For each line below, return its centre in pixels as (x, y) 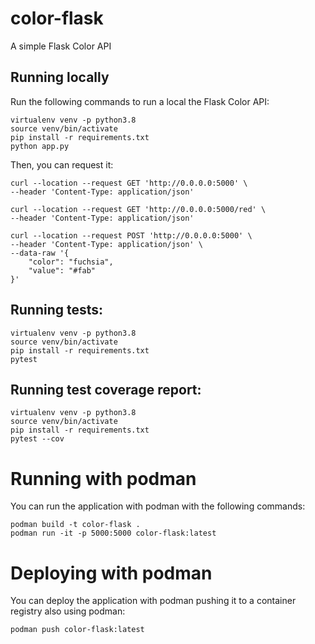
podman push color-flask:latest (77, 630)
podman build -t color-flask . (75, 525)
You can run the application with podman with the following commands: (158, 506)
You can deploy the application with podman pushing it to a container (153, 601)
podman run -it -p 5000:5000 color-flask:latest (113, 533)
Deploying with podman (111, 573)
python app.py (40, 146)
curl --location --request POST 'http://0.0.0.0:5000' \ (131, 235)
